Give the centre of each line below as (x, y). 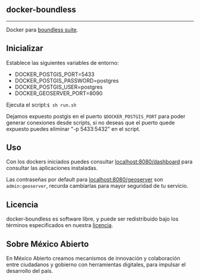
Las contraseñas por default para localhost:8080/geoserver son (85, 180)
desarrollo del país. (30, 271)
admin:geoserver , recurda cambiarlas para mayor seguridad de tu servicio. (97, 186)
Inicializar (25, 48)
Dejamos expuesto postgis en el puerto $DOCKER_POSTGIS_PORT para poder (96, 116)
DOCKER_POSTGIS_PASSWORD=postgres (67, 80)
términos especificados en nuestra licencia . (60, 225)
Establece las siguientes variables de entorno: (62, 62)
